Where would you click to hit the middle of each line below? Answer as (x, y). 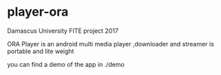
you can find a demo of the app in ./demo (66, 64)
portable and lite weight (41, 51)
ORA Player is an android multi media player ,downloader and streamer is (111, 44)
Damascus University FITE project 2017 (63, 31)
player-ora (38, 12)
